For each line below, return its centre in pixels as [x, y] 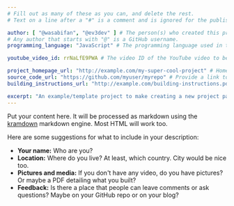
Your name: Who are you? [55, 150]
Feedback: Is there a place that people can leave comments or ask [113, 187]
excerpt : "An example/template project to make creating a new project [113, 96]
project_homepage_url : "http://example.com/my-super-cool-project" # [110, 71]
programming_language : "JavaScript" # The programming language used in [115, 46]
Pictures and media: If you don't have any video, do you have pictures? [120, 173]
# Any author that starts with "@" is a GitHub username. [93, 39]
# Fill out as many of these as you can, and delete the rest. [101, 14]
